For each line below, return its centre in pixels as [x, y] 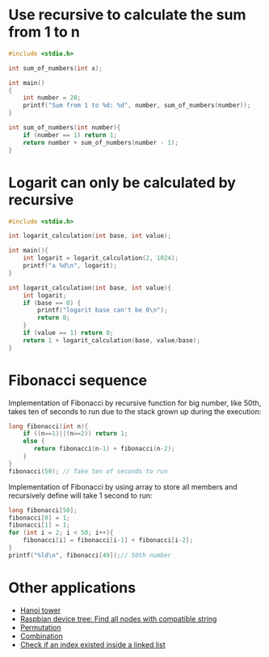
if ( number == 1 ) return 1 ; [70, 135]
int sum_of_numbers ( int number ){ [65, 128]
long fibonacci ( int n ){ [48, 426]
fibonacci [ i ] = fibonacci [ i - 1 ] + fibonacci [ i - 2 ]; [108, 540]
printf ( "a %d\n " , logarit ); [70, 265]
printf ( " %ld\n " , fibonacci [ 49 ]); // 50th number [90, 555]
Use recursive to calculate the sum [127, 15]
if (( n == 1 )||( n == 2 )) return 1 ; [76, 434]
